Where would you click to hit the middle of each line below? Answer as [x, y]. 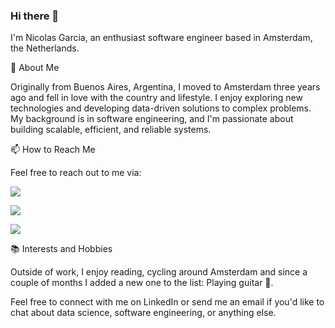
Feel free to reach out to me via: [76, 173]
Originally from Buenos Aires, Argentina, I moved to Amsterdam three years [165, 87]
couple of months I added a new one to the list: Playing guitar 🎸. [142, 283]
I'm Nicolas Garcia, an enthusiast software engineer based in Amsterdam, [161, 38]
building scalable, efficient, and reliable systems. [111, 130]
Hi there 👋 [35, 16]
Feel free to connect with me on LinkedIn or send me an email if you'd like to [167, 302]
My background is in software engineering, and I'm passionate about [152, 119]
